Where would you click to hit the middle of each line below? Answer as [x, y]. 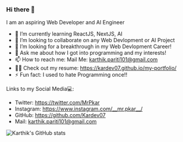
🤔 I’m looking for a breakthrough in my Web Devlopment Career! [93, 46]
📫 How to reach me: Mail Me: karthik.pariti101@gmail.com [86, 59]
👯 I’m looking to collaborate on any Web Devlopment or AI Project [95, 40]
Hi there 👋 [21, 10]
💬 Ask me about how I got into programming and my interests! [90, 53]
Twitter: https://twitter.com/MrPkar [57, 103]
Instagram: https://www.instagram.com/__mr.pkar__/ [78, 109]
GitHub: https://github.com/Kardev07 [60, 115]
